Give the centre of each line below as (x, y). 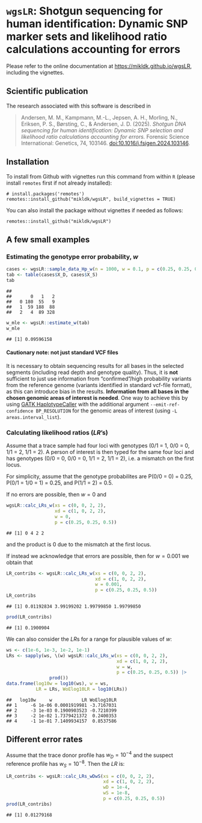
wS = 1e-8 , (117, 793)
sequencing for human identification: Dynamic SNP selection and (102, 130)
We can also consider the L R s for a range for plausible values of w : (89, 639)
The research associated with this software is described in (79, 106)
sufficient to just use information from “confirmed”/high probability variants (99, 378)
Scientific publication (47, 91)
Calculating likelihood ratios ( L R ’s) (57, 432)
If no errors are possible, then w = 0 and (57, 495)
